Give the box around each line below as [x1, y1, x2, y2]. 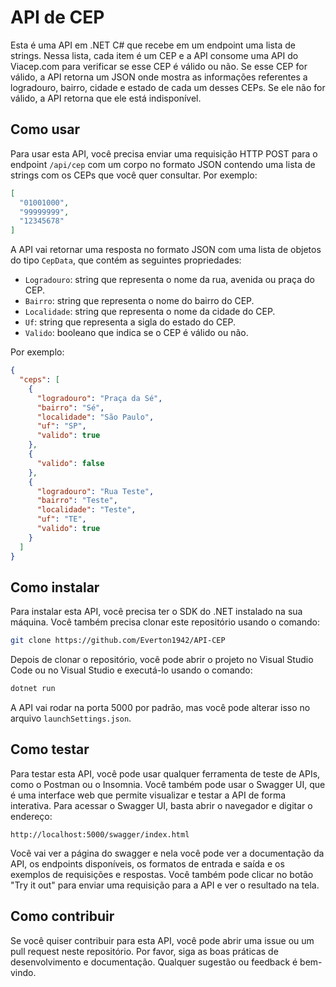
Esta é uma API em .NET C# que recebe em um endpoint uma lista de [10, 39, 297, 51]
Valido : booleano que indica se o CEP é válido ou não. [24, 327, 249, 339]
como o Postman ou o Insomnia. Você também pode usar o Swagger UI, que [10, 778, 326, 790]
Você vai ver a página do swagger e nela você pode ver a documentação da [10, 847, 325, 859]
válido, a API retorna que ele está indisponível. [10, 92, 202, 104]
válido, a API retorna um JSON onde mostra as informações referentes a [10, 71, 308, 83]
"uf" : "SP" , [36, 421, 87, 431]
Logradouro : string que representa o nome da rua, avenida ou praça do [24, 274, 315, 286]
